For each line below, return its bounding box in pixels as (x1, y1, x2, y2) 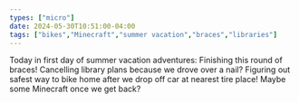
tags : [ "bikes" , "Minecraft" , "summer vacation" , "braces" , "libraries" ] (9, 30, 278, 39)
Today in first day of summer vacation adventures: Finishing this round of (9, 55, 283, 66)
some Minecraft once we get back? (9, 83, 141, 95)
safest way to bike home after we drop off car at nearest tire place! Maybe (9, 74, 286, 85)
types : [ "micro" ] (9, 13, 75, 23)
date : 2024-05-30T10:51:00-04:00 (9, 22, 136, 31)
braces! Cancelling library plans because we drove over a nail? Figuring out (9, 64, 291, 75)
